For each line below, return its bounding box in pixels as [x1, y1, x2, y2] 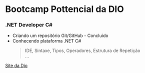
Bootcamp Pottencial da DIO [5, 3, 124, 15]
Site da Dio [5, 62, 28, 68]
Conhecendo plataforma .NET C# [12, 38, 81, 44]
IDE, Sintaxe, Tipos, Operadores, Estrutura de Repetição [24, 47, 140, 53]
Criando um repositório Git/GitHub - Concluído [12, 32, 108, 38]
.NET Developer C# [5, 21, 52, 28]
